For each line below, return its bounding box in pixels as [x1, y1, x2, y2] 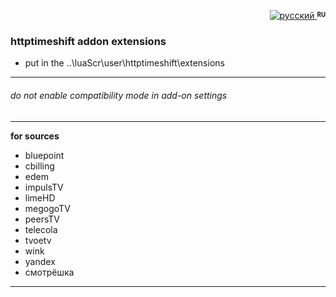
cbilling [24, 160, 55, 172]
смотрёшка [24, 266, 75, 278]
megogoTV [24, 202, 71, 214]
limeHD [24, 191, 56, 204]
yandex [24, 255, 56, 267]
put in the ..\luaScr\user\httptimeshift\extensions [24, 57, 225, 69]
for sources [10, 130, 60, 142]
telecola [24, 223, 58, 235]
